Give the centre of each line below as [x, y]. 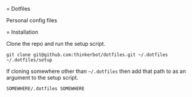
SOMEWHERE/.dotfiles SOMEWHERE [45, 89]
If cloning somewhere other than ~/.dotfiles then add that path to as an [96, 71]
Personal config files [32, 20]
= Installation [22, 32]
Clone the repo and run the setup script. [56, 44]
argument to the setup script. [42, 77]
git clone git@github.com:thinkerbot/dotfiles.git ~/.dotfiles [87, 55]
